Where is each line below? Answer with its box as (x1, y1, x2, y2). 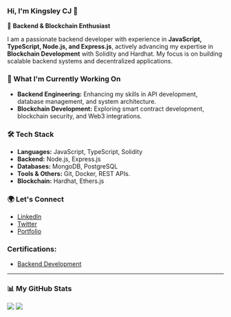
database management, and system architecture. (16, 97, 157, 105)
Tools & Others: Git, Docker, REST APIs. (16, 169, 131, 177)
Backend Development (16, 260, 82, 268)
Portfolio (16, 227, 42, 236)
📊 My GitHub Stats (7, 284, 72, 294)
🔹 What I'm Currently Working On (7, 74, 121, 84)
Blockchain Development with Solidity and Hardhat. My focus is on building (7, 50, 223, 58)
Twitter (16, 220, 38, 228)
